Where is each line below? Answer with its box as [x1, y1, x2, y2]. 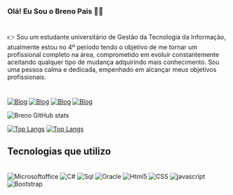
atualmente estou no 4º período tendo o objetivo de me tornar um [7, 43, 198, 51]
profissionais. [7, 73, 47, 82]
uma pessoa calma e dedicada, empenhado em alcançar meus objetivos [7, 65, 217, 74]
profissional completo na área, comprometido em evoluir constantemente [7, 51, 220, 59]
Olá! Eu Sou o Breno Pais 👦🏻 [7, 6, 104, 16]
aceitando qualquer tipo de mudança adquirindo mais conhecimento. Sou [7, 58, 220, 66]
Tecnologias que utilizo [7, 145, 111, 157]
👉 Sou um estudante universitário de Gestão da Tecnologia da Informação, [7, 33, 226, 42]
